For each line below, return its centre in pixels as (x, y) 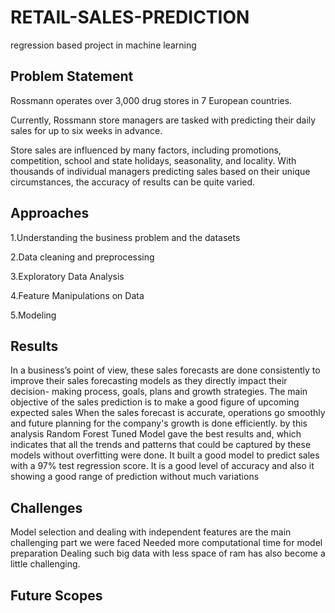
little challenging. (45, 564)
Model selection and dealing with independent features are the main (151, 532)
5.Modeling (33, 315)
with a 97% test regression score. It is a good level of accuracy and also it (162, 466)
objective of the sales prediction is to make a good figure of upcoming (155, 402)
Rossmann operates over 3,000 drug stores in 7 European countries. (151, 100)
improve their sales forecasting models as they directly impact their (149, 381)
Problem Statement (72, 76)
